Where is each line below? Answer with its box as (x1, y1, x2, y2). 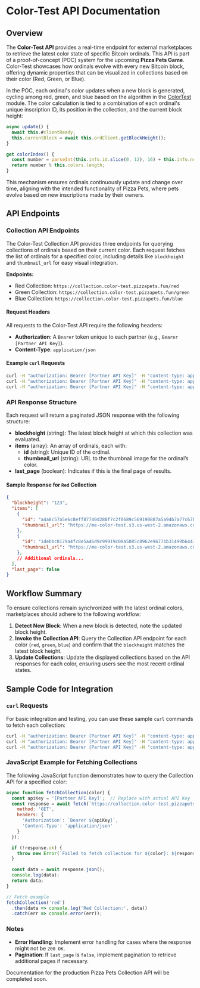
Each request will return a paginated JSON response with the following (6, 411, 180, 419)
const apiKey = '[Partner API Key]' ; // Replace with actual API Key (11, 795, 190, 801)
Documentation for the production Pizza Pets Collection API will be (6, 969, 170, 976)
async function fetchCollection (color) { (6, 789, 111, 795)
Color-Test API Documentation (6, 4, 161, 18)
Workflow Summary (6, 589, 82, 599)
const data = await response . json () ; (11, 866, 105, 873)
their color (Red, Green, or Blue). (6, 76, 86, 82)
